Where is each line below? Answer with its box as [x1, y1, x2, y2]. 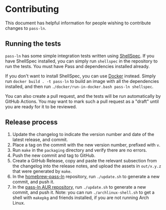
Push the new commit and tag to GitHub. [12, 152, 96, 158]
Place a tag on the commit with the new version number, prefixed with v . [12, 141, 161, 147]
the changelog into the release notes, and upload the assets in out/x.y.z [12, 163, 162, 169]
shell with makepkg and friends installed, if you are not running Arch [12, 195, 149, 201]
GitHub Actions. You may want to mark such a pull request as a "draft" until [5, 98, 159, 104]
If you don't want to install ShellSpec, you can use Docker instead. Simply [5, 73, 156, 79]
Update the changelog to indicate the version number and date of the [12, 131, 155, 137]
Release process [5, 118, 58, 127]
